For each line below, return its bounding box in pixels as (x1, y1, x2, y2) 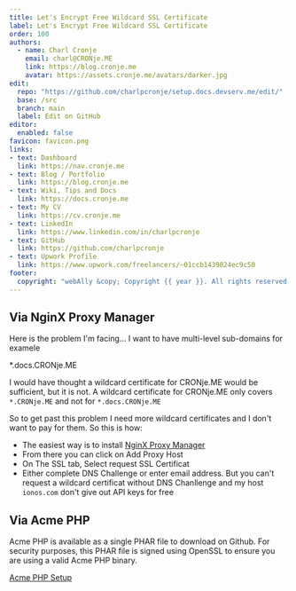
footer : (9, 269, 38, 278)
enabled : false (17, 129, 74, 138)
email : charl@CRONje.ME (25, 54, 113, 63)
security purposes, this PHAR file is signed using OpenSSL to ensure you (9, 546, 276, 556)
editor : (9, 121, 38, 130)
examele (9, 343, 41, 353)
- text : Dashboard (9, 153, 77, 162)
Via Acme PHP (9, 512, 90, 528)
